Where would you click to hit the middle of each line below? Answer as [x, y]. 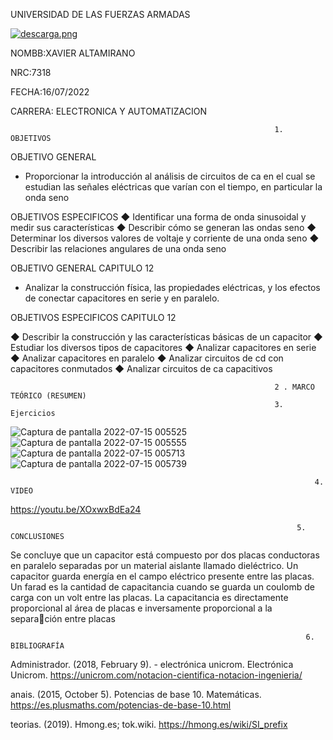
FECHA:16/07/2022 [50, 92]
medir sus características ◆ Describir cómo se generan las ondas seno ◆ [163, 227]
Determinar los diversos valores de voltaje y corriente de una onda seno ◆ [165, 238]
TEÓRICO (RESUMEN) [48, 396]
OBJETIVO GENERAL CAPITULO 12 [82, 268]
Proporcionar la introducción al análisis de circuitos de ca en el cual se [170, 176]
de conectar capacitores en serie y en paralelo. [122, 298]
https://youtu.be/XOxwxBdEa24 [76, 509]
